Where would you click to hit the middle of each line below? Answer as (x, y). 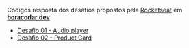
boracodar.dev (28, 17)
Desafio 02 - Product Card (54, 38)
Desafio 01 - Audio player (53, 31)
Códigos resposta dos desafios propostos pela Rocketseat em (95, 10)
